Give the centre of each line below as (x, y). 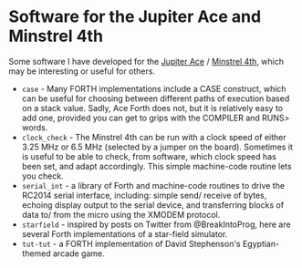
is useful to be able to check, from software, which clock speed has (149, 156)
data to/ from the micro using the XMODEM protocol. (121, 214)
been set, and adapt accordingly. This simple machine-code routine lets (157, 166)
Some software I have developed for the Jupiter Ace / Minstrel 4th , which (146, 61)
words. (35, 127)
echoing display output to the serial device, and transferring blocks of (153, 205)
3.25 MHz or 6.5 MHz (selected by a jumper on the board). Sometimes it (157, 147)
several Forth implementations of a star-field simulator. (125, 233)
